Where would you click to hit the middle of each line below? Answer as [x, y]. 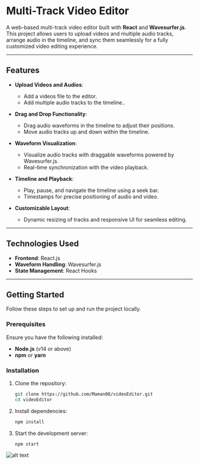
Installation [23, 370]
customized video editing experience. [52, 46]
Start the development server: [51, 433]
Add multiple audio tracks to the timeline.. [74, 103]
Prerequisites [26, 324]
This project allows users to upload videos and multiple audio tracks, [90, 33]
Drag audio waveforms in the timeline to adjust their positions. [99, 125]
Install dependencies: [41, 411]
